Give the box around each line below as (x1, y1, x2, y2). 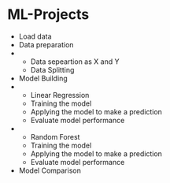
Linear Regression (30, 90, 90, 99)
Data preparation (18, 39, 74, 49)
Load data (18, 32, 52, 41)
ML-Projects (7, 6, 90, 24)
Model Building (18, 73, 68, 83)
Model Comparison (18, 166, 82, 175)
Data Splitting (30, 65, 75, 74)
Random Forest (30, 132, 80, 141)
